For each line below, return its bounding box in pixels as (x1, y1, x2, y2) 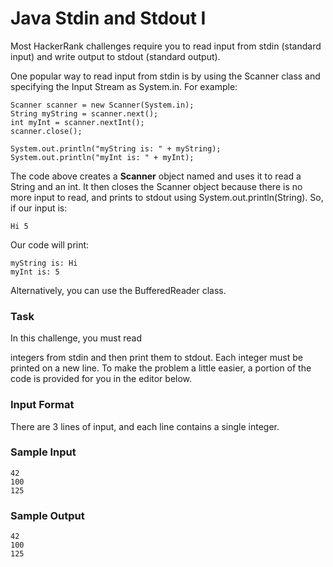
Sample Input (10, 445, 77, 459)
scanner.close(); (10, 126, 83, 136)
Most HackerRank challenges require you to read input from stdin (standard (10, 40, 322, 52)
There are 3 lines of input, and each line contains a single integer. (10, 420, 280, 432)
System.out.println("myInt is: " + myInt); (10, 152, 195, 162)
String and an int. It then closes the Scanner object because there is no (10, 180, 303, 192)
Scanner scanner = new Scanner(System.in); (10, 100, 195, 110)
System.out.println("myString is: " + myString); (10, 143, 222, 154)
